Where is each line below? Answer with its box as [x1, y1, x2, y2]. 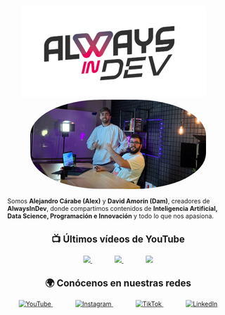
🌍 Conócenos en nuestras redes [45, 277, 191, 290]
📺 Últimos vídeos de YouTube [51, 233, 185, 245]
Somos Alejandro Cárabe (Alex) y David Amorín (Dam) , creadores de [7, 197, 210, 205]
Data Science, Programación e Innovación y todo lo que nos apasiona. [7, 212, 214, 220]
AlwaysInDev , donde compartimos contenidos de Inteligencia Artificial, [7, 205, 218, 213]
